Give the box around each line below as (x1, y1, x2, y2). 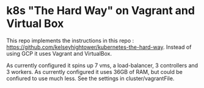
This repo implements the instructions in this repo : (6, 37, 134, 44)
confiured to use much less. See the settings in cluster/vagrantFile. (6, 75, 175, 82)
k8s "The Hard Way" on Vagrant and (6, 4, 195, 18)
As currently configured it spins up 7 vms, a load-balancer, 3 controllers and (6, 62, 199, 69)
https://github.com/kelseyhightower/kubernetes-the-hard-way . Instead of (6, 43, 192, 51)
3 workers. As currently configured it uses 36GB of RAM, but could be (6, 68, 183, 75)
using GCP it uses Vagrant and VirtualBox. (6, 50, 112, 57)
